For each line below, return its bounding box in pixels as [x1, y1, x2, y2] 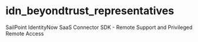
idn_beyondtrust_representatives [5, 4, 174, 18]
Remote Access [5, 30, 44, 37]
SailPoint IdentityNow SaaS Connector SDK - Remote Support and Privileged [5, 24, 193, 31]
